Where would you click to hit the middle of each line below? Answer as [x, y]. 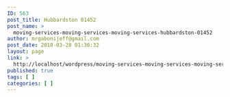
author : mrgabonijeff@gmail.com [53, 39]
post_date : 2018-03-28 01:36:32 [53, 45]
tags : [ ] [21, 77]
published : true [30, 70]
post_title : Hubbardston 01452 [52, 20]
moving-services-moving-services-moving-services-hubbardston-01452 [113, 32]
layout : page [26, 52]
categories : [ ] [30, 83]
